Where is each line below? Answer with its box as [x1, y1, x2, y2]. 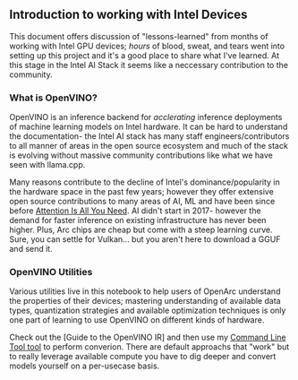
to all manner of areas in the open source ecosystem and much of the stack [9, 141, 288, 151]
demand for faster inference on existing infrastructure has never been [9, 215, 267, 226]
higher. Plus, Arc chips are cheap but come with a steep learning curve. [9, 224, 273, 236]
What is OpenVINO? [9, 91, 98, 104]
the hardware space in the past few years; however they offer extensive [9, 186, 275, 197]
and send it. [9, 244, 53, 255]
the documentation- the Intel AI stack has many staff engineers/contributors [9, 131, 290, 142]
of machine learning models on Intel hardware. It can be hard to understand [9, 121, 288, 133]
